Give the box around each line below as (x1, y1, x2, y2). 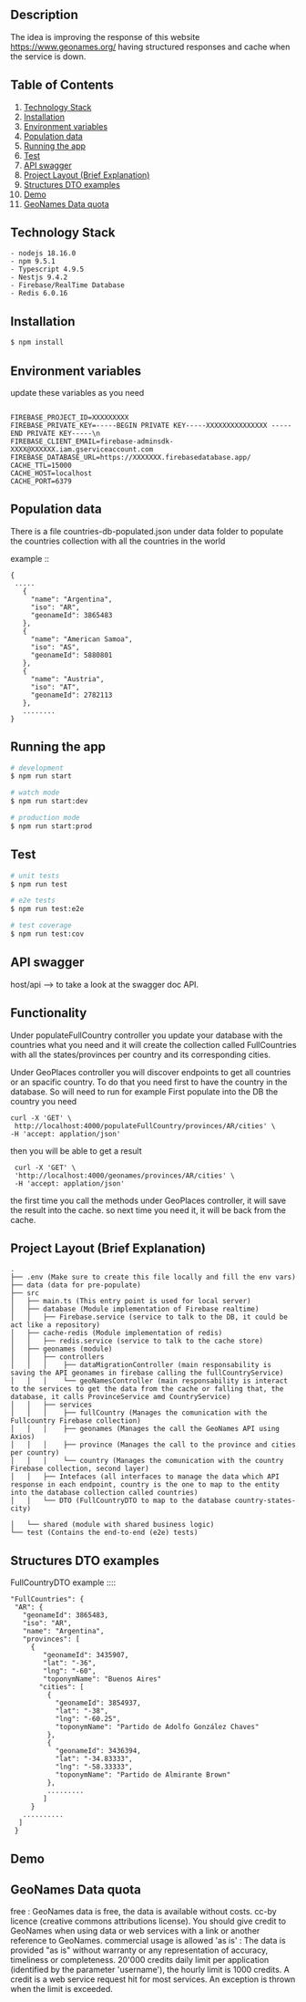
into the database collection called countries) (10, 1489, 199, 1498)
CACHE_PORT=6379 (10, 476, 72, 486)
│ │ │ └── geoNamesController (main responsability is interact (10, 1376, 288, 1385)
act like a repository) (10, 1321, 101, 1330)
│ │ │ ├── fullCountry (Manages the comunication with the (10, 1408, 268, 1417)
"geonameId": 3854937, (55, 1698, 142, 1708)
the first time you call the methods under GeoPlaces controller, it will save (10, 1195, 286, 1206)
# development (10, 763, 65, 773)
